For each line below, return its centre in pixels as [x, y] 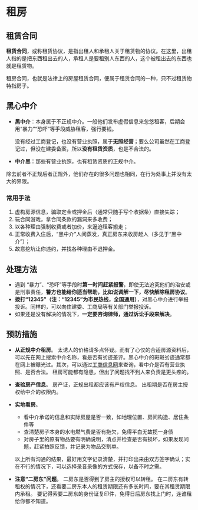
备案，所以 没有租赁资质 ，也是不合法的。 [105, 149]
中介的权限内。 [43, 392]
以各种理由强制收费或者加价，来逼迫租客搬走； [71, 227]
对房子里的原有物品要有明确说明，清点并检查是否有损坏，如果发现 [103, 439]
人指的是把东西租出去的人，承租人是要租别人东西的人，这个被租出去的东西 [96, 58]
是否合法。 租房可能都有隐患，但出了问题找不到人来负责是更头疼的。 [108, 372]
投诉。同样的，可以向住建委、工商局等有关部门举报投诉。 [84, 306]
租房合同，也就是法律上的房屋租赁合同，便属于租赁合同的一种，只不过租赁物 [99, 78]
